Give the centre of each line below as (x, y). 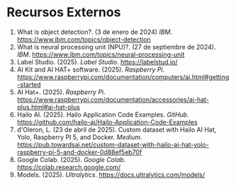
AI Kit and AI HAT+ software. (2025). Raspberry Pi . (91, 69)
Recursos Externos (64, 12)
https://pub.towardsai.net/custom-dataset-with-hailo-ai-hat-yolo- (113, 144)
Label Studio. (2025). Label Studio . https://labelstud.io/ (97, 62)
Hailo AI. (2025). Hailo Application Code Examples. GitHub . (103, 115)
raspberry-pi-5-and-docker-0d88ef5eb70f (79, 152)
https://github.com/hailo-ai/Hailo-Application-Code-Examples (107, 122)
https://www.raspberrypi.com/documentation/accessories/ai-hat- (113, 99)
